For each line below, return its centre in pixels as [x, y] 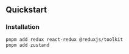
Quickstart [26, 10]
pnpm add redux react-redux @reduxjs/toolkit [64, 39]
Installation [23, 27]
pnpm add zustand [28, 45]
